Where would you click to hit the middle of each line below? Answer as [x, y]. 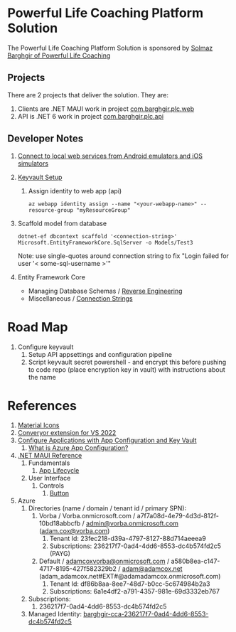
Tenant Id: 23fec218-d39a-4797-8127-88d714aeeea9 [128, 539]
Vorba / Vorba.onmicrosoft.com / [87, 516]
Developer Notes [45, 139]
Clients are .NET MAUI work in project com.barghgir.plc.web [106, 109]
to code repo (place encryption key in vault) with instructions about [127, 369]
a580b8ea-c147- [195, 561]
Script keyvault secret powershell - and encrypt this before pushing [127, 362]
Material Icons [38, 425]
